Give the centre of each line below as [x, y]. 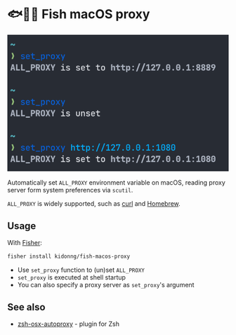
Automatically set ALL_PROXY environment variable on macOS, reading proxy [117, 183]
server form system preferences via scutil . [70, 190]
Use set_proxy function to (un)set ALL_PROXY [81, 270]
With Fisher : [25, 243]
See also [26, 307]
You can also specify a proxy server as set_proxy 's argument [106, 285]
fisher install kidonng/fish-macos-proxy [69, 257]
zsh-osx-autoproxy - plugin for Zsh [68, 324]
